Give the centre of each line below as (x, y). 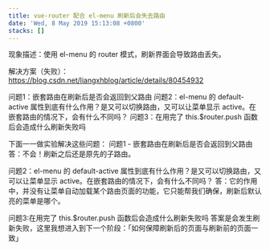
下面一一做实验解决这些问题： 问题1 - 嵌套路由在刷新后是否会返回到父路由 (131, 144)
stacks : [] (27, 30)
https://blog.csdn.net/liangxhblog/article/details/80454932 (106, 80)
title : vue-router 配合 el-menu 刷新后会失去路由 (87, 16)
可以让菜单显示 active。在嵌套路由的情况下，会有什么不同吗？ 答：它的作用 (133, 181)
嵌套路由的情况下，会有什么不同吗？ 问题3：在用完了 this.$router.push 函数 (133, 117)
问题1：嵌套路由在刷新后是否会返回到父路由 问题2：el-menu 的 (112, 97)
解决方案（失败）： (38, 71)
